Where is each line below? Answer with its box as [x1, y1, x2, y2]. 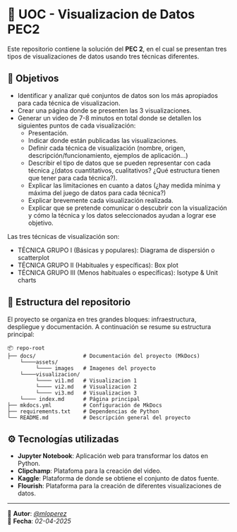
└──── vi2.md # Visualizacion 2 [35, 383, 138, 390]
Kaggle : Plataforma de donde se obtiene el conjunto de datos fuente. [17, 474, 219, 483]
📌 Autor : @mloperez [7, 509, 67, 518]
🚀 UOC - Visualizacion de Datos [7, 6, 195, 23]
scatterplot [17, 253, 49, 261]
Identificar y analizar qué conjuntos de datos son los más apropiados [17, 91, 219, 99]
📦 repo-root [7, 345, 45, 352]
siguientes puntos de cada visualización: [17, 121, 136, 130]
